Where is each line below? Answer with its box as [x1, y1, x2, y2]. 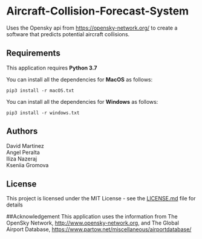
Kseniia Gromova [6, 161, 49, 168]
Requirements [6, 48, 60, 59]
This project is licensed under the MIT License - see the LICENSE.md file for [6, 195, 196, 202]
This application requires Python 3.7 [6, 64, 97, 71]
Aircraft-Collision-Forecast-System [6, 4, 189, 18]
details [6, 201, 23, 209]
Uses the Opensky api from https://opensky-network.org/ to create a [6, 24, 178, 31]
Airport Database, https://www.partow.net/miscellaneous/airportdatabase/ [6, 226, 192, 233]
